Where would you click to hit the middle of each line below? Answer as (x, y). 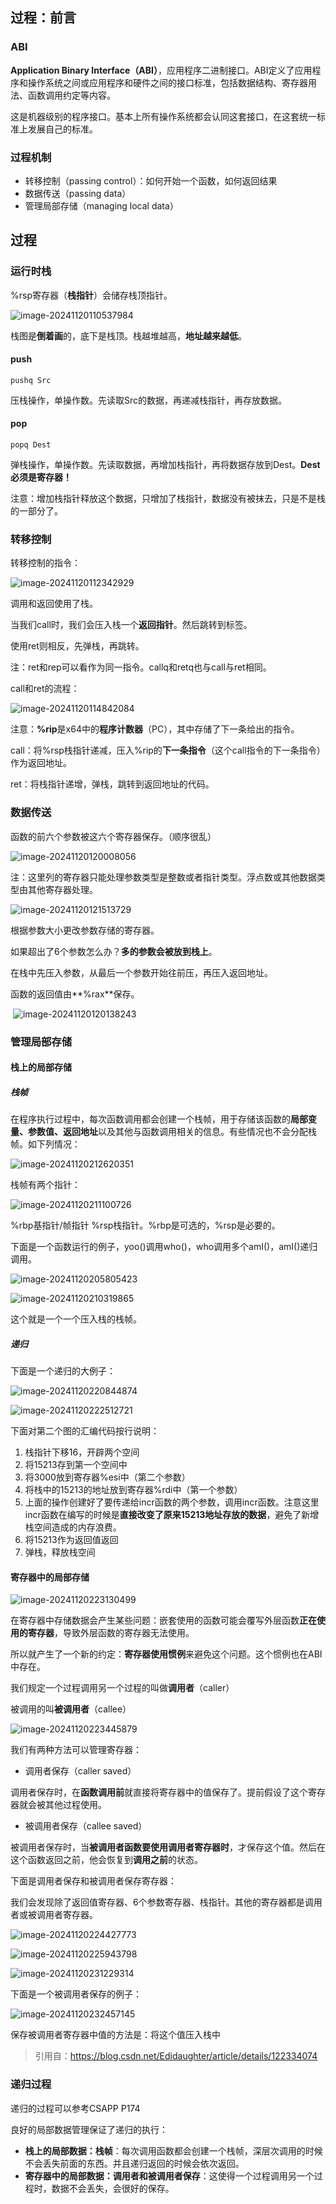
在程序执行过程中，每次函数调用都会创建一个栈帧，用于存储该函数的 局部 (159, 1119)
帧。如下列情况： (45, 1144)
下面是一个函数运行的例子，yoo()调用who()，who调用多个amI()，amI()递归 (164, 1247)
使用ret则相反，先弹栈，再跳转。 (77, 646)
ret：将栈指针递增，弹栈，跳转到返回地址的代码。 (112, 784)
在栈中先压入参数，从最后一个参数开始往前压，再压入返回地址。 (141, 972)
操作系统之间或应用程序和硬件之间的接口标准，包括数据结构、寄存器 (167, 82)
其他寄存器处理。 (62, 889)
